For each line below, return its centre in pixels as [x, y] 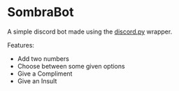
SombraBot [41, 12]
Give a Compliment [45, 73]
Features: [21, 45]
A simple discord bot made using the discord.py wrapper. [90, 31]
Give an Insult [37, 80]
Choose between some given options [71, 66]
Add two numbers [43, 58]
